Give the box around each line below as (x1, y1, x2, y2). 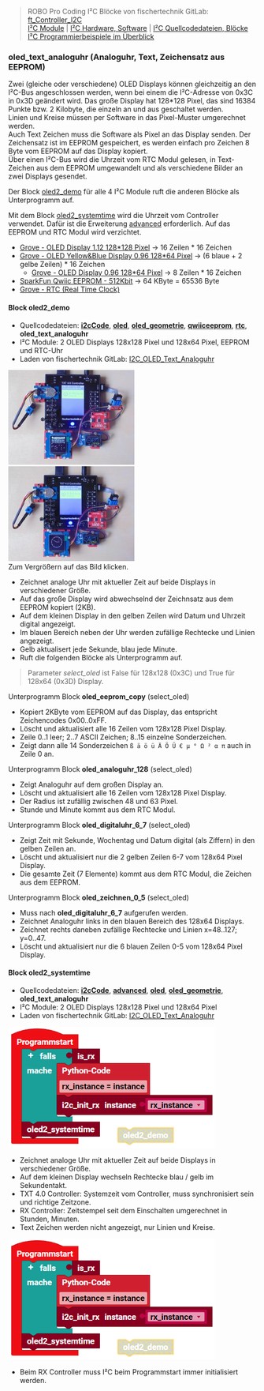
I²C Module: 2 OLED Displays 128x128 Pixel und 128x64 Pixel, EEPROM (19, 337, 250, 347)
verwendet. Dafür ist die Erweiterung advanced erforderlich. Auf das (8, 219, 231, 228)
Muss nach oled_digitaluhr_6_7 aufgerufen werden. (19, 908, 188, 917)
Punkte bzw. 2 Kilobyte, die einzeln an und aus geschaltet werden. (8, 104, 224, 114)
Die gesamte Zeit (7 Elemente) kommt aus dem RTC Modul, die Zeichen (19, 869, 252, 878)
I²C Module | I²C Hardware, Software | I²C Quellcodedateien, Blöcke (27, 24, 248, 32)
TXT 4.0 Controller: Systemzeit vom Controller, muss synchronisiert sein (19, 1189, 255, 1198)
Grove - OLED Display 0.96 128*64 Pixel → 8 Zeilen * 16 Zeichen (31, 268, 242, 277)
